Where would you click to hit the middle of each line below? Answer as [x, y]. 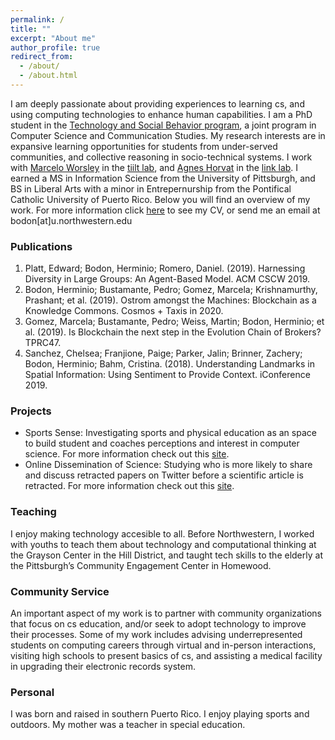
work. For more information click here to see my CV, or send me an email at [165, 210]
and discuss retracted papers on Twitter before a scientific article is [164, 475]
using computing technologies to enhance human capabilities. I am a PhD [161, 114]
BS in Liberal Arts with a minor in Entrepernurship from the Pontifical [151, 188]
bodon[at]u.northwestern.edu [71, 220]
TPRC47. [43, 343]
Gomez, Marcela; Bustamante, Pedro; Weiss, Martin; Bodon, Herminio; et [174, 322]
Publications [41, 246]
